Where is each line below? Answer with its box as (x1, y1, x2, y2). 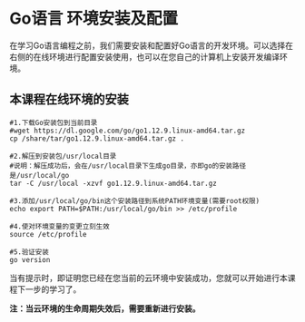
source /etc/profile (9, 229, 88, 239)
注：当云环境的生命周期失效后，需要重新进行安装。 (9, 303, 201, 314)
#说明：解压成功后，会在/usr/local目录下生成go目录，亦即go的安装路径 (9, 161, 247, 171)
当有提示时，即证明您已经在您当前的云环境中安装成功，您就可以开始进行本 (9, 272, 288, 283)
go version (9, 255, 51, 264)
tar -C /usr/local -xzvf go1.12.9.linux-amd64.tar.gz (9, 179, 218, 188)
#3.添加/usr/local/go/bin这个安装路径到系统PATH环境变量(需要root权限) (9, 196, 261, 205)
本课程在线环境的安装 (9, 92, 129, 107)
